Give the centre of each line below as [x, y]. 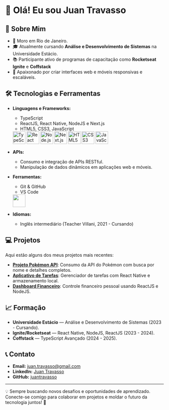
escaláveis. [24, 77]
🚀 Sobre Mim [26, 29]
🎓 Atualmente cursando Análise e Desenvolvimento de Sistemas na [84, 46]
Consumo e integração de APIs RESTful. [62, 162]
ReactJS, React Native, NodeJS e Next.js [62, 123]
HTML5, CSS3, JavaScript [47, 129]
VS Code [29, 192]
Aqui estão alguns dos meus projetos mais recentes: [60, 255]
